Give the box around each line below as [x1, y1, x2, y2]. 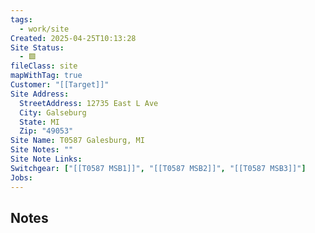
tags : [10, 14, 33, 25]
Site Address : [10, 89, 70, 99]
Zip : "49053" [19, 126, 74, 136]
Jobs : [10, 172, 33, 183]
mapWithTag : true [10, 71, 83, 81]
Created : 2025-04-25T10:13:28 [10, 33, 137, 43]
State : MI [19, 117, 60, 127]
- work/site [19, 24, 70, 34]
